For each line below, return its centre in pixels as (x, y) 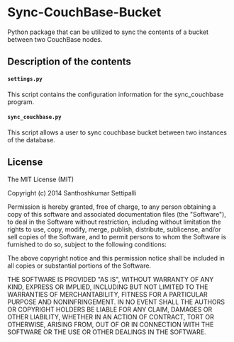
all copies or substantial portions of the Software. (79, 266)
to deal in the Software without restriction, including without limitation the (114, 222)
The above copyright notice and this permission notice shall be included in (116, 258)
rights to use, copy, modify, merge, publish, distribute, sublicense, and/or (114, 229)
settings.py (25, 79)
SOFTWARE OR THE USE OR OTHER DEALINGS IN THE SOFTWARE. (107, 332)
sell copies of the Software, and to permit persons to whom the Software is (117, 236)
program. (21, 102)
